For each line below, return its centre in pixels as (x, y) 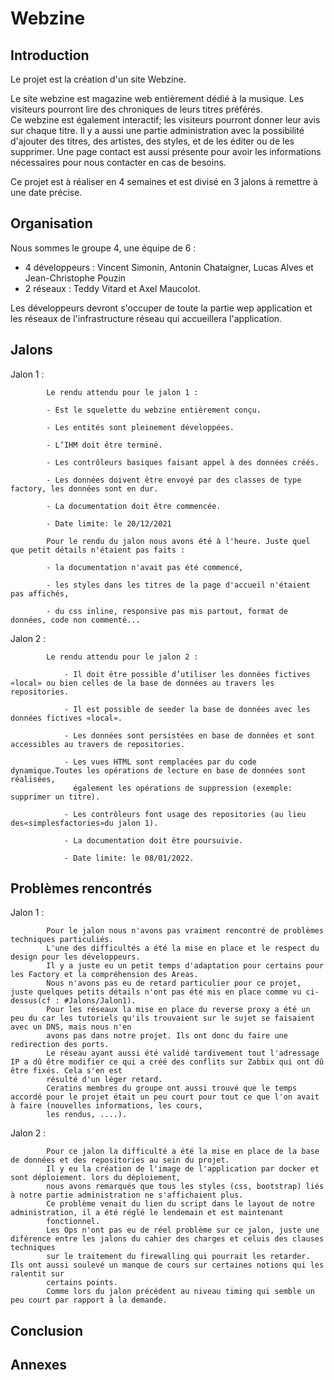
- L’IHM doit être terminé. (104, 445)
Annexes (38, 1365)
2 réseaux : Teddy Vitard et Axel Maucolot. (112, 288)
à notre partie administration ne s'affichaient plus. (127, 1195)
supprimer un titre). (55, 797)
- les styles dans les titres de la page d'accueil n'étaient (178, 585)
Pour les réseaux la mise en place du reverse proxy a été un (178, 1010)
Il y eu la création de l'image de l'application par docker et (183, 1169)
